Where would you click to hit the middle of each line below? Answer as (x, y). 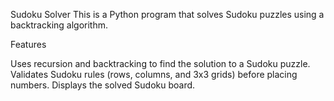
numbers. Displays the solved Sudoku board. (103, 85)
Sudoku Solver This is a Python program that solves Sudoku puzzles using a (167, 14)
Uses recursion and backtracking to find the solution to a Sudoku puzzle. (160, 63)
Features (28, 44)
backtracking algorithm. (59, 25)
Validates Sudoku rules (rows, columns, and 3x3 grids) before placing (154, 74)
